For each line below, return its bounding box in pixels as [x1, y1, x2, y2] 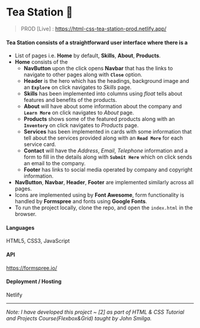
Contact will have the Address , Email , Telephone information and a [23, 147, 188, 154]
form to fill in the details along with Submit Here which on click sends [23, 153, 192, 160]
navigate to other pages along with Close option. [23, 71, 143, 78]
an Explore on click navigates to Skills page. [23, 83, 132, 91]
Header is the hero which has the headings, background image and [23, 78, 189, 85]
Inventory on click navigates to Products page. [23, 122, 139, 129]
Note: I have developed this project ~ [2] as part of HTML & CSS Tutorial [6, 308, 185, 315]
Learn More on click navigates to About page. [23, 109, 135, 116]
